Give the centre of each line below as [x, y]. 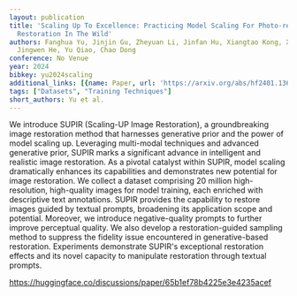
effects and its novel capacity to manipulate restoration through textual [138, 256]
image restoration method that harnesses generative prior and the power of [147, 134]
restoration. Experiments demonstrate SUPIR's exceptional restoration [137, 247]
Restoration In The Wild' [65, 34]
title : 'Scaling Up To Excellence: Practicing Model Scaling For [132, 26]
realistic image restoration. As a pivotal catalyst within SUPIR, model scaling [147, 162]
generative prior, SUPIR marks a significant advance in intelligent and [135, 153]
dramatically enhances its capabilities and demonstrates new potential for [144, 171]
